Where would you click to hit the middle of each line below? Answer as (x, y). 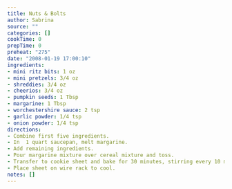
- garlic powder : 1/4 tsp (44, 116)
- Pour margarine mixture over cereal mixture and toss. (91, 155)
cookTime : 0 (24, 39)
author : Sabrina (30, 20)
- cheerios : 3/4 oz (35, 91)
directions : (24, 129)
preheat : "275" (29, 53)
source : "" (23, 26)
